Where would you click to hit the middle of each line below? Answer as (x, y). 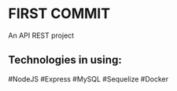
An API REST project (41, 35)
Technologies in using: (65, 60)
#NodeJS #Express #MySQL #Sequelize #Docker (88, 78)
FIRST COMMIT (59, 14)
